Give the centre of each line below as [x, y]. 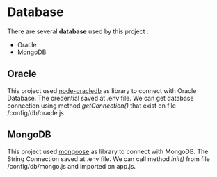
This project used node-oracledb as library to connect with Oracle [102, 90]
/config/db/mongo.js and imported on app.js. [72, 166]
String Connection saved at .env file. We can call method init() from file [108, 159]
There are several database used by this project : [78, 31]
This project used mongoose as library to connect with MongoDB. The [108, 151]
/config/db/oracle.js [35, 112]
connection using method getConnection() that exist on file [91, 106]
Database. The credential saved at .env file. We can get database [101, 98]
